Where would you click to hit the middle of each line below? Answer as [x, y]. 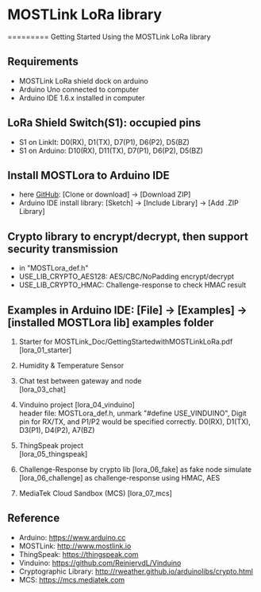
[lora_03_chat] [42, 389]
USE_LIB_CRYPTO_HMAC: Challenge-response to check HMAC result [132, 285]
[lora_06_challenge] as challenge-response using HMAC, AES [119, 478]
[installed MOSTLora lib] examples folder [111, 323]
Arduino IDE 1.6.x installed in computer [82, 98]
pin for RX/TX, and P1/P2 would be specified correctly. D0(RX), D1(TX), [135, 422]
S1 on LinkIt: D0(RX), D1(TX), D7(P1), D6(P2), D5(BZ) [104, 142]
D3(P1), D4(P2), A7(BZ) [57, 430]
